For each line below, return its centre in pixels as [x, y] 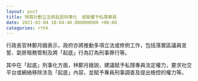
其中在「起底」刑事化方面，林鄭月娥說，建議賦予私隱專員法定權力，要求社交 [99, 65]
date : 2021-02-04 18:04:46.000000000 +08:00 [62, 22]
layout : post [22, 11]
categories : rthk [27, 28]
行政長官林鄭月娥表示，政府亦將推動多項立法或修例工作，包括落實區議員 [94, 45]
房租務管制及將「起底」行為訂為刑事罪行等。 [76, 53]
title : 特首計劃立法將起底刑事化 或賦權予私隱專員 [61, 17]
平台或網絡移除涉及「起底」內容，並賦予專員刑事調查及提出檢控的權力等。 [96, 72]
